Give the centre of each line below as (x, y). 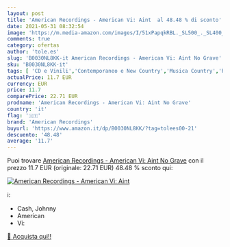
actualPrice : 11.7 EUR (39, 77)
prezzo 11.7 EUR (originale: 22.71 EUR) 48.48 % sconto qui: (90, 168)
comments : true (29, 39)
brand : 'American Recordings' (50, 122)
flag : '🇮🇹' (24, 115)
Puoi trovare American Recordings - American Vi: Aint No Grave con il (105, 161)
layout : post (26, 13)
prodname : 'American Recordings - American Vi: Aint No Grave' (99, 103)
